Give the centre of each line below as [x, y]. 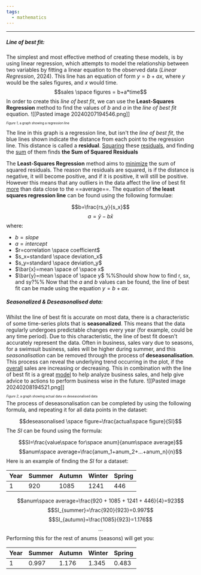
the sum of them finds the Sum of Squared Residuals [72, 152]
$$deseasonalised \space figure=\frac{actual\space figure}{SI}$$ [100, 422]
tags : [13, 12]
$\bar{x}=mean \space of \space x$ [60, 269]
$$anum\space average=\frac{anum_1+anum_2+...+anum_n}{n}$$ [100, 452]
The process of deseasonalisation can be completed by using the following [99, 404]
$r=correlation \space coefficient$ [57, 250]
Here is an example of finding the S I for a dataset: [67, 461]
